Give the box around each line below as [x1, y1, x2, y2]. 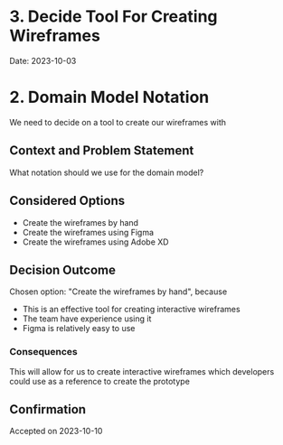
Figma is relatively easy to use [22, 323, 136, 334]
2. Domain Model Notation [9, 88, 210, 107]
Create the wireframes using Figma [22, 227, 155, 237]
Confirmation [9, 402, 87, 417]
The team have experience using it [22, 313, 152, 324]
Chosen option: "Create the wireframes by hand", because [9, 286, 228, 297]
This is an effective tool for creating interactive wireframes [22, 304, 241, 315]
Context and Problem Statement [9, 143, 194, 159]
